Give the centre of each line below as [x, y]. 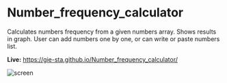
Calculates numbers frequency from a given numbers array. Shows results [112, 32]
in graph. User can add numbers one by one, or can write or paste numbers [113, 38]
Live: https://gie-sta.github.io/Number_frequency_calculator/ [93, 59]
